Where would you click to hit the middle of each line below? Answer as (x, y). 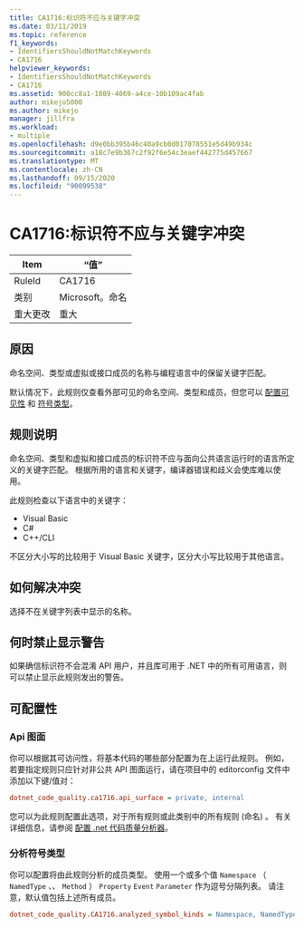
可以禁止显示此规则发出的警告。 (69, 677)
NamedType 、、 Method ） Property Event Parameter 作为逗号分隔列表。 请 (143, 886)
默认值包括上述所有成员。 (72, 897)
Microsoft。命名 (93, 297)
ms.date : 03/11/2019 (48, 26)
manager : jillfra (42, 119)
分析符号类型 (38, 853)
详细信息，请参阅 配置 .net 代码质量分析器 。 (91, 827)
